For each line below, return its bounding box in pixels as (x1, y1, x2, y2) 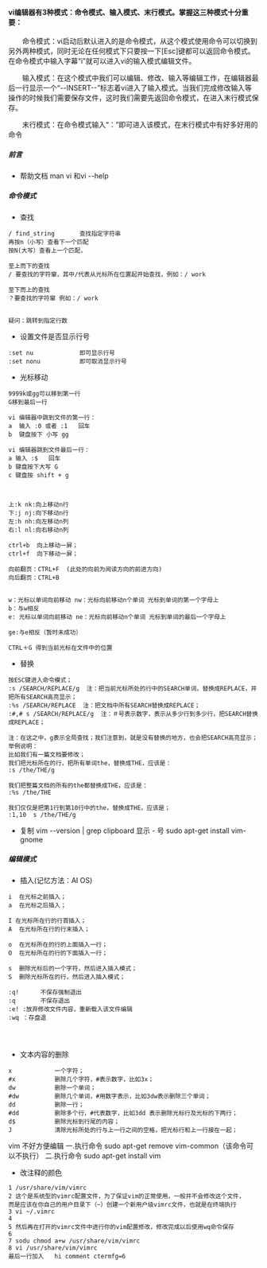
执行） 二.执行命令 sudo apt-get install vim (21, 1151, 161, 1161)
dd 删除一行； (8, 1101, 85, 1109)
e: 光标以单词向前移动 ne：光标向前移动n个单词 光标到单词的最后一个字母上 (8, 613, 226, 621)
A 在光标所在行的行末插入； (8, 925, 91, 934)
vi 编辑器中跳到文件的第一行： (8, 414, 97, 422)
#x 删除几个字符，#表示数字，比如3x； (8, 1075, 154, 1083)
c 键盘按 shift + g (8, 472, 69, 480)
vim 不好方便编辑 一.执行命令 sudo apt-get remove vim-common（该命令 (8, 1142, 247, 1151)
